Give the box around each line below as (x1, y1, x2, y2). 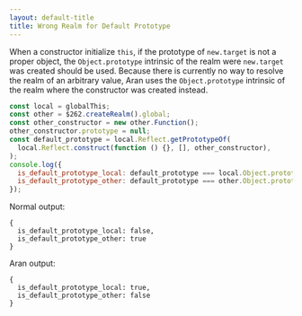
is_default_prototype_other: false (17, 291, 151, 301)
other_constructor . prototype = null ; (9, 127, 151, 136)
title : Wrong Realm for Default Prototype (9, 22, 171, 31)
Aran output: (9, 258, 56, 269)
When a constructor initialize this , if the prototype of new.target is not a (9, 46, 277, 57)
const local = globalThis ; (9, 101, 111, 110)
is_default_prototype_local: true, (17, 284, 151, 293)
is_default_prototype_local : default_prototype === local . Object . (17, 168, 271, 178)
